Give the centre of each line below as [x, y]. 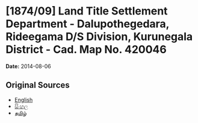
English [23, 99]
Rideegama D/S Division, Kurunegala [99, 37]
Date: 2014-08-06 [29, 66]
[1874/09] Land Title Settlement [87, 11]
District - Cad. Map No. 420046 [86, 50]
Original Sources [38, 85]
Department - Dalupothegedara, [88, 24]
